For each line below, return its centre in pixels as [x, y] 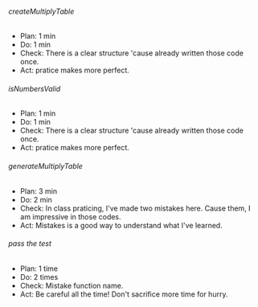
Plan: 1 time [39, 268]
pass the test [30, 244]
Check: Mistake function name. [72, 285]
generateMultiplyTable [45, 166]
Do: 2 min [36, 199]
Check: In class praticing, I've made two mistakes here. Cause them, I [135, 208]
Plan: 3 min [39, 191]
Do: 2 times [39, 276]
